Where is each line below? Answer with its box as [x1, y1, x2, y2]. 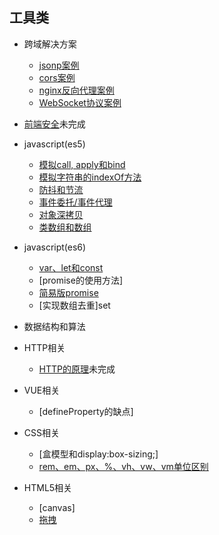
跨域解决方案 [23, 38, 77, 50]
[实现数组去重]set [38, 299, 111, 311]
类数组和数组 [38, 221, 92, 233]
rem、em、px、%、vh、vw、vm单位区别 [38, 460, 209, 472]
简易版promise [38, 286, 99, 298]
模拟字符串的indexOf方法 [38, 171, 142, 183]
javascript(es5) [23, 138, 86, 150]
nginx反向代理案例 [38, 84, 115, 96]
